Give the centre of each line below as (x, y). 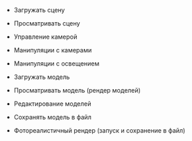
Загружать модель (42, 77)
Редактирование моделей (52, 104)
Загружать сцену (39, 10)
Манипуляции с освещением (56, 64)
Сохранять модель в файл (53, 117)
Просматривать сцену (47, 23)
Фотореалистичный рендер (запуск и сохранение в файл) (99, 130)
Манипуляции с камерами (53, 50)
